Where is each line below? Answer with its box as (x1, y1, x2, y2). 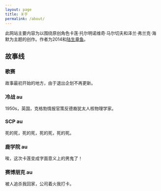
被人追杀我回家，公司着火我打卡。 (5, 181, 74, 187)
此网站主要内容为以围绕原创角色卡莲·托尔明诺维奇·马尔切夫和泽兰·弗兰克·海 (5, 30, 157, 36)
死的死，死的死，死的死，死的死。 (5, 130, 74, 136)
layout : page (5, 7, 32, 12)
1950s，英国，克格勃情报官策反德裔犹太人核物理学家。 (5, 106, 116, 112)
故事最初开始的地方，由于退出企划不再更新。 (5, 80, 96, 86)
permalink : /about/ (5, 16, 45, 21)
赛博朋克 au (5, 168, 33, 175)
